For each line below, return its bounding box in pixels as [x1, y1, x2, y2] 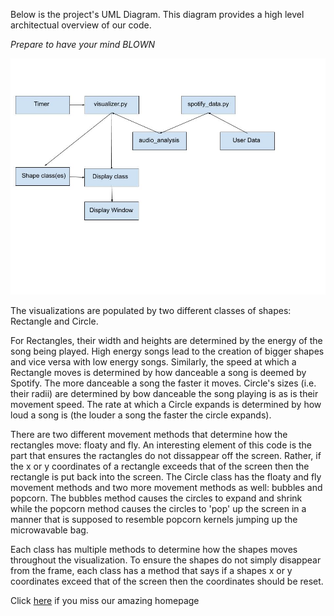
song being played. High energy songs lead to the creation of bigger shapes [10, 345, 325, 357]
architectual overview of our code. [10, 19, 152, 31]
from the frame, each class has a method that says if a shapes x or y [10, 565, 293, 576]
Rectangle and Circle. [10, 315, 99, 327]
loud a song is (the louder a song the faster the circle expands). [10, 409, 272, 421]
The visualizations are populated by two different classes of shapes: [10, 305, 292, 316]
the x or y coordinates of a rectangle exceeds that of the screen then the [10, 460, 310, 472]
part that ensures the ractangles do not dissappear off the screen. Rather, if [10, 450, 322, 461]
